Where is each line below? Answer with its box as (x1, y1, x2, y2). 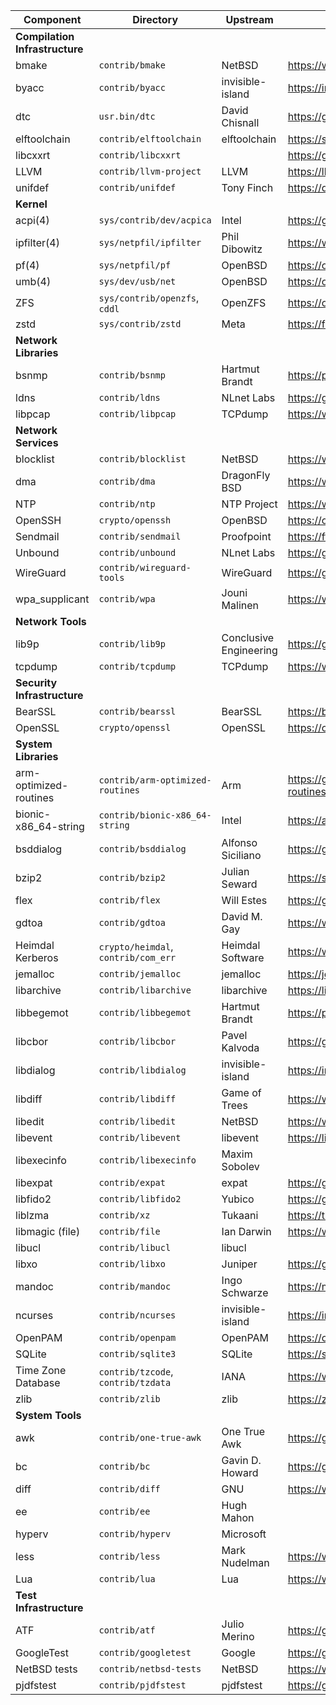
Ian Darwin (221, 1225, 272, 1238)
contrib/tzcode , (98, 1365, 174, 1378)
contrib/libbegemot (98, 1007, 192, 1018)
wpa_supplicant (15, 592, 90, 606)
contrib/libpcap (98, 409, 177, 419)
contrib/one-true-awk (98, 1432, 202, 1443)
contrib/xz (98, 1210, 151, 1221)
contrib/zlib (98, 1394, 161, 1404)
